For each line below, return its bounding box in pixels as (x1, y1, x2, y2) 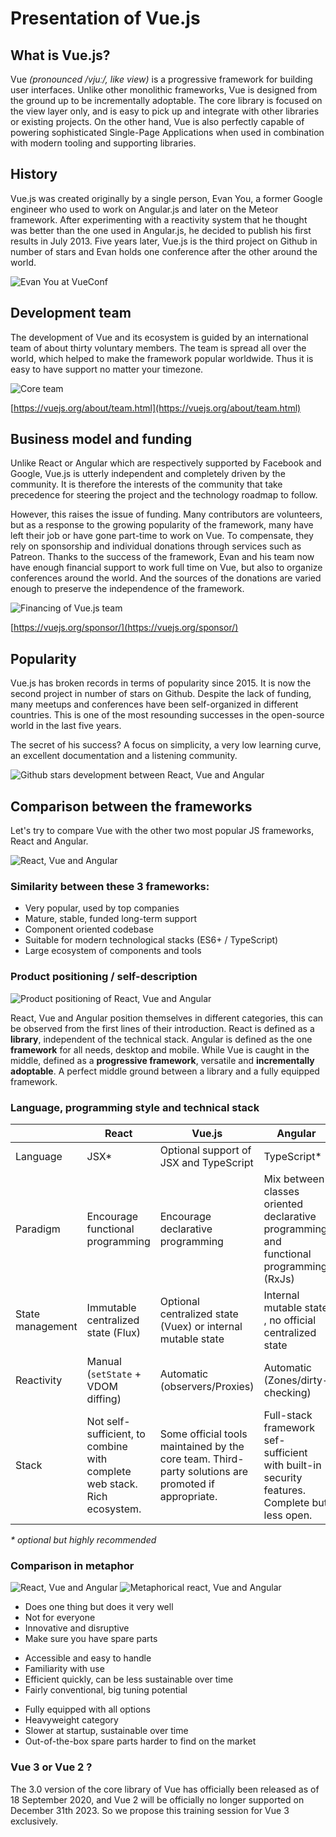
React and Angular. (10, 835, 89, 847)
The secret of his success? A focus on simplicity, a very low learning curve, (10, 739, 322, 751)
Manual (86, 1354, 122, 1368)
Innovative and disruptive (24, 1622, 130, 1634)
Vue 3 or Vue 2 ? (10, 1760, 93, 1774)
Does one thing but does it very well (24, 1601, 174, 1613)
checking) (263, 1385, 312, 1399)
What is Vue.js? (10, 47, 111, 64)
